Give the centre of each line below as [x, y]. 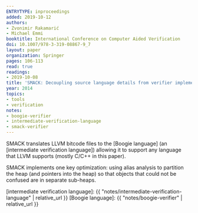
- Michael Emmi [25, 34]
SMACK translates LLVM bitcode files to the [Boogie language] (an [87, 143]
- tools [16, 99]
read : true [19, 66]
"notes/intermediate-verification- [142, 191]
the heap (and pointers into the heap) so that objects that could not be [91, 174]
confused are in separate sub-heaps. [51, 180]
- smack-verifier [27, 127]
